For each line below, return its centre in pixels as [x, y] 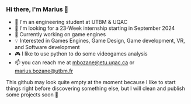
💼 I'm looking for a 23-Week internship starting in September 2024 [95, 28]
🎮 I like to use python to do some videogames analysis [81, 54]
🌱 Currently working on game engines [60, 34]
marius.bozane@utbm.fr [44, 71]
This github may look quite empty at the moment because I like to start [91, 82]
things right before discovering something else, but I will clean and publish [95, 89]
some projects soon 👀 [32, 95]
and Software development [47, 47]
